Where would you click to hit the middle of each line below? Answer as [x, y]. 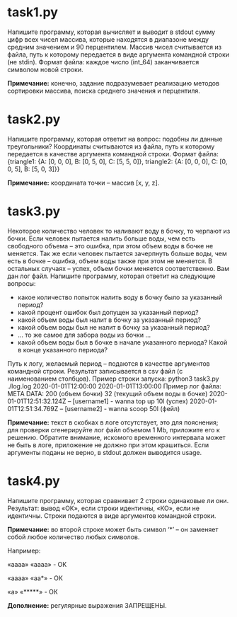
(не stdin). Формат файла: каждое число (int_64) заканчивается [103, 62]
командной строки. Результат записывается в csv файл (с [95, 371]
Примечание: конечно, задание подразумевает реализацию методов [114, 83]
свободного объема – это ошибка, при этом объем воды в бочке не [110, 246]
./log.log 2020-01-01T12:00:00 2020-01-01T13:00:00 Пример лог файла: [114, 386]
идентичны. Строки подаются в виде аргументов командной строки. [112, 515]
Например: [24, 550]
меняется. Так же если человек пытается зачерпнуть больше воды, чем [117, 253]
